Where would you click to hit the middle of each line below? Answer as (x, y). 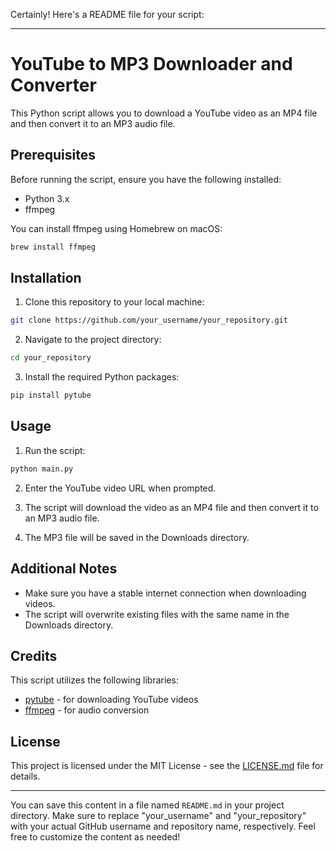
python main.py (42, 469)
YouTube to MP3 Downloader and (151, 64)
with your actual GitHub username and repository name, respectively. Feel (163, 826)
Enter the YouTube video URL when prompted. (120, 488)
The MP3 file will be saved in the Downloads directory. (137, 537)
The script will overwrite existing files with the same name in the (157, 614)
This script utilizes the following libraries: (94, 680)
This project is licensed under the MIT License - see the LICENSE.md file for (167, 766)
